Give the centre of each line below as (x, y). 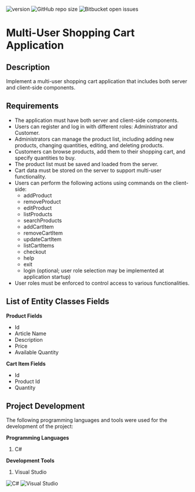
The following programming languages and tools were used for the (87, 420)
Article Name (31, 333)
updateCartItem (42, 239)
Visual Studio (31, 472)
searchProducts (43, 220)
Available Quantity (36, 352)
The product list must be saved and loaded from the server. (86, 164)
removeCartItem (43, 233)
